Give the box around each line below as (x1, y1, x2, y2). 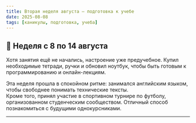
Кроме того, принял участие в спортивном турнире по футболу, (6, 93, 166, 100)
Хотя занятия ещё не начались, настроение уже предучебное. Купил (6, 57, 179, 64)
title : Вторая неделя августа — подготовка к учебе (6, 8, 134, 15)
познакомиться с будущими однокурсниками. (6, 105, 121, 112)
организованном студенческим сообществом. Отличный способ (6, 99, 168, 106)
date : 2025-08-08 (6, 14, 48, 20)
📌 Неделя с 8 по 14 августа (6, 41, 108, 51)
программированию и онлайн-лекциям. (6, 69, 106, 76)
